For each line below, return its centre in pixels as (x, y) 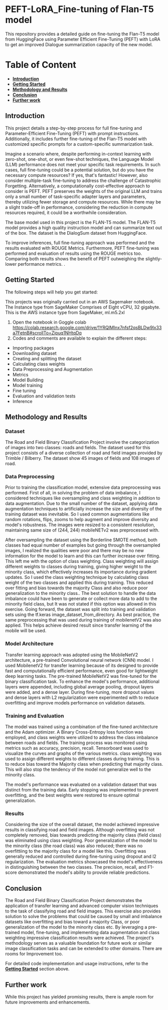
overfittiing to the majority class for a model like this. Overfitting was (76, 851)
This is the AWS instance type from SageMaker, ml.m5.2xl (65, 312)
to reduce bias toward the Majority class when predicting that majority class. (84, 764)
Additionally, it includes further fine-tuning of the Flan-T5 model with (76, 139)
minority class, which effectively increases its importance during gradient (81, 572)
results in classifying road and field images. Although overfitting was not (80, 830)
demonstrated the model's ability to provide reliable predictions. (84, 872)
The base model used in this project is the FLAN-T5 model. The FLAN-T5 (80, 222)
